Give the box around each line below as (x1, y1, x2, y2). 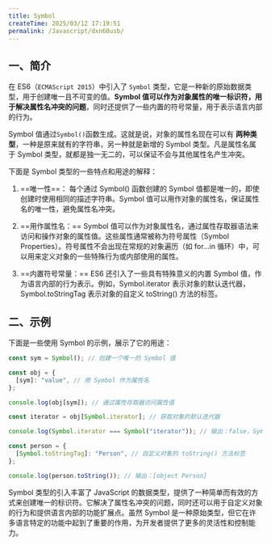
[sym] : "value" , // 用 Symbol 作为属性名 (15, 376, 150, 384)
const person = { (8, 442, 67, 450)
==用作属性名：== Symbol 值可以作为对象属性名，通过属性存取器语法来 (19, 222, 260, 231)
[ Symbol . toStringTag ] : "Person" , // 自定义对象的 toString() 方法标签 (15, 450, 246, 458)
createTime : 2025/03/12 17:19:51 (8, 19, 121, 27)
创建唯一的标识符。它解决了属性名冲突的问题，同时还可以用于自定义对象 (22, 497, 263, 507)
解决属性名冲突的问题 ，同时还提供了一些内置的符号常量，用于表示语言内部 (15, 102, 263, 112)
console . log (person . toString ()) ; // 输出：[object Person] (8, 471, 207, 480)
